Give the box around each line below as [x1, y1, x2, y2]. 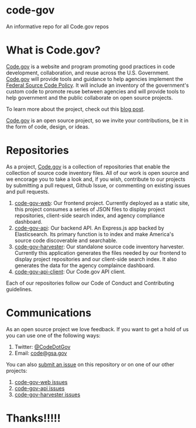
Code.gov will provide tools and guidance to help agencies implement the [6, 75, 183, 82]
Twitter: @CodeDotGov [14, 343, 71, 350]
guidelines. [6, 285, 33, 292]
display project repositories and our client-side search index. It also [14, 255, 177, 262]
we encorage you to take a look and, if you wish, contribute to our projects [6, 176, 185, 183]
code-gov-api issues [14, 385, 65, 392]
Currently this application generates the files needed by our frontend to [14, 249, 187, 256]
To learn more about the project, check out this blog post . [6, 105, 145, 112]
